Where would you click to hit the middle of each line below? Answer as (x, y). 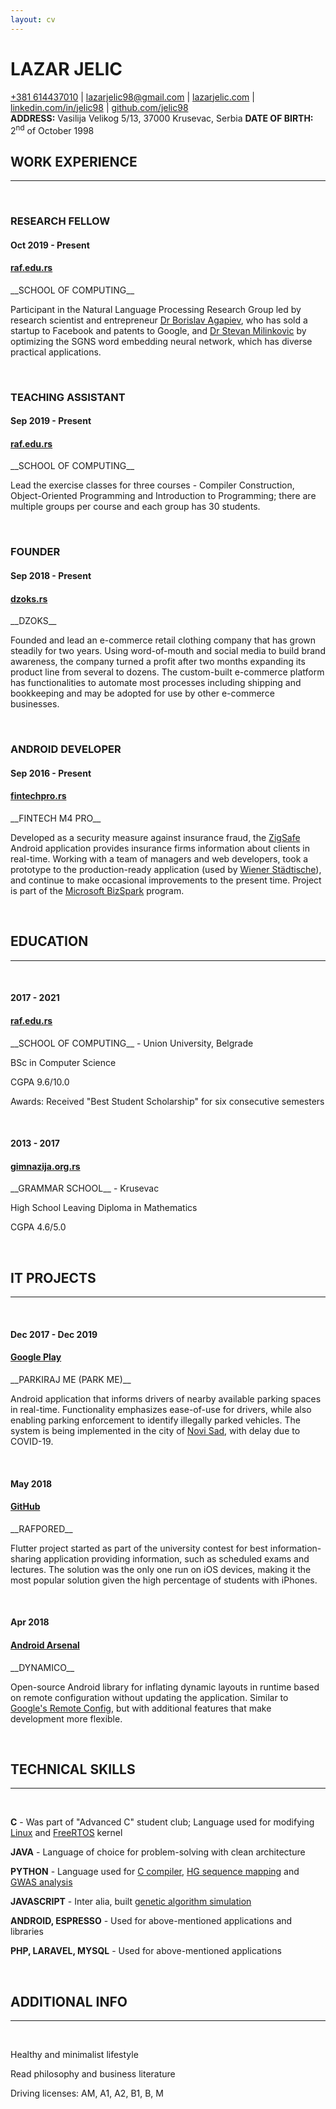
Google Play (36, 1357)
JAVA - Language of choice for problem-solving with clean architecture (158, 1852)
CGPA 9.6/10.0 (40, 1082)
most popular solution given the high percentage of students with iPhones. (164, 1580)
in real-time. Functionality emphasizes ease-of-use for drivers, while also (161, 1409)
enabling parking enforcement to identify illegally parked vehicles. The (155, 1420)
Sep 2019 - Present (51, 421)
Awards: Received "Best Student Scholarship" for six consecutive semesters (167, 1101)
